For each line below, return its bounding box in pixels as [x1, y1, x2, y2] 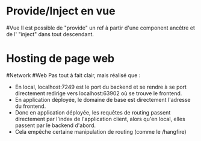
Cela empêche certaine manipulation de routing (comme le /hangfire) [14, 128, 187, 135]
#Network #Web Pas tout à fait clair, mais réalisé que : [6, 71, 141, 79]
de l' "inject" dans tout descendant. [6, 30, 94, 37]
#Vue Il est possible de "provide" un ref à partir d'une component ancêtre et [6, 24, 196, 31]
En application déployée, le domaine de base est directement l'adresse [14, 96, 191, 103]
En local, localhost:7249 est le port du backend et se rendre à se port [14, 83, 187, 90]
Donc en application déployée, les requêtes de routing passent [14, 108, 171, 116]
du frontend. [14, 102, 46, 110]
